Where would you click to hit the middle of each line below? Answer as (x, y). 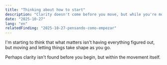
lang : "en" (16, 24)
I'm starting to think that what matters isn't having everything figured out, (80, 42)
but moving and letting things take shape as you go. (58, 48)
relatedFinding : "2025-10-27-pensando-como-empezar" (61, 28)
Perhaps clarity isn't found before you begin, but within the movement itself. (83, 57)
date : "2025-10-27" (25, 19)
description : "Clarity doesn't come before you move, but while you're (81, 14)
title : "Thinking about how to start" (45, 10)
